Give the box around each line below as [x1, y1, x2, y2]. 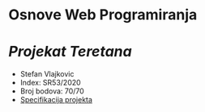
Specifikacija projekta [19, 95, 93, 105]
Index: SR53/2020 [19, 78, 81, 88]
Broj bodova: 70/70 [19, 86, 85, 96]
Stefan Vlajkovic [19, 69, 75, 79]
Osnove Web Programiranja [8, 6, 198, 24]
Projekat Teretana [8, 43, 132, 61]
